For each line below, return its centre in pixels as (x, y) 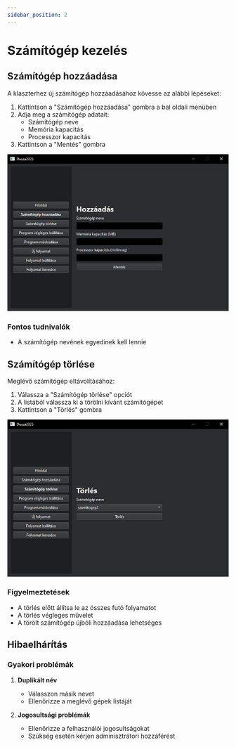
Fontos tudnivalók (39, 327)
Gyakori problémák (40, 665)
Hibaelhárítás (38, 645)
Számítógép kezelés (67, 50)
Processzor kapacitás (59, 136)
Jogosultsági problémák (54, 715)
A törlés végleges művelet (55, 615)
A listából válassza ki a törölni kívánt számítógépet (90, 402)
